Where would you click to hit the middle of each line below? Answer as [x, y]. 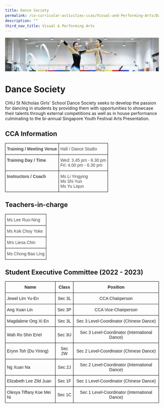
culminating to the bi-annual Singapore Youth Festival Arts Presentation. [77, 118]
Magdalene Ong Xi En [28, 321]
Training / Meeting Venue [32, 149]
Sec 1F [65, 381]
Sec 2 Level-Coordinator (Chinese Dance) [116, 351]
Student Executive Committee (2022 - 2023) [74, 272]
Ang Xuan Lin [20, 310]
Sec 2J [64, 367]
